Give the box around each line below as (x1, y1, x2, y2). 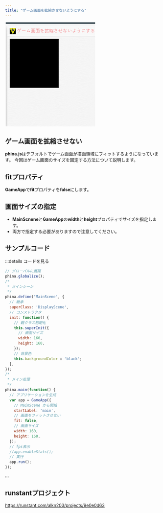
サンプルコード (5, 244, 50, 253)
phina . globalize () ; (5, 274, 45, 279)
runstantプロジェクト (5, 489, 71, 497)
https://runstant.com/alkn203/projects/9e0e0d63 (5, 502, 105, 508)
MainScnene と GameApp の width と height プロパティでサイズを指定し (12, 216, 153, 222)
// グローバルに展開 (5, 268, 41, 274)
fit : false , (14, 419, 38, 423)
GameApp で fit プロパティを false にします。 (5, 187, 92, 193)
